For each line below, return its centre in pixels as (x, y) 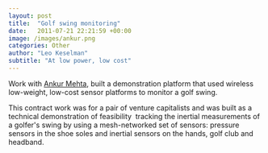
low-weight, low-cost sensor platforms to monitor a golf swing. (113, 92)
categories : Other (39, 46)
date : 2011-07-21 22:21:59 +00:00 (70, 31)
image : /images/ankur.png (52, 38)
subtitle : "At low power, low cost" (70, 61)
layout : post (30, 16)
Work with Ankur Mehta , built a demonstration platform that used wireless (131, 83)
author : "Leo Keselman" (48, 53)
